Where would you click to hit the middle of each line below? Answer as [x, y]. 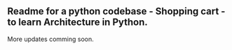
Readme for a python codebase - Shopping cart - [116, 11]
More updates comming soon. [50, 39]
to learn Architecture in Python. [78, 23]
